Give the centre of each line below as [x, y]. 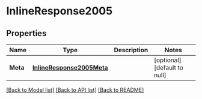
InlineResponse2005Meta [70, 67]
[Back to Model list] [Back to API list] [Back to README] [75, 90]
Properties [26, 33]
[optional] [167, 60]
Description [131, 50]
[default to [168, 67]
